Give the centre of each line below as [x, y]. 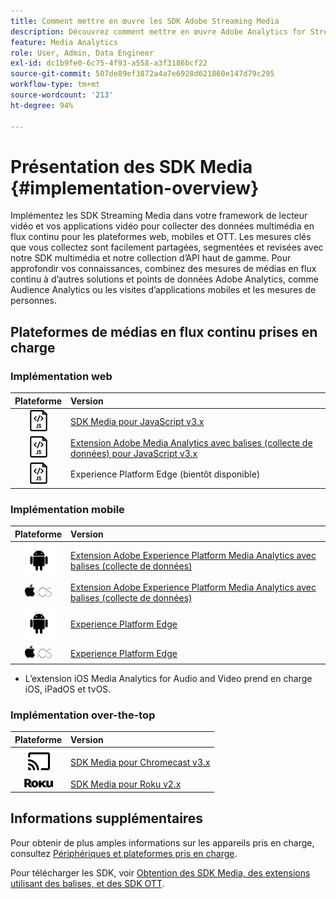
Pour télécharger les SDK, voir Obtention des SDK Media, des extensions [160, 872]
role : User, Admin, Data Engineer [82, 53]
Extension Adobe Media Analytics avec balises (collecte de [191, 442]
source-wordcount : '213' [62, 95]
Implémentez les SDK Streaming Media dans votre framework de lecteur [159, 216]
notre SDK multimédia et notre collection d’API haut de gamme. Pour [151, 258]
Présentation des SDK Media [131, 166]
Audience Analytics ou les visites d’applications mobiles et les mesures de [163, 290]
